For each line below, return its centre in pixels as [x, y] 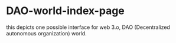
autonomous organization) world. [46, 33]
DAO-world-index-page [66, 11]
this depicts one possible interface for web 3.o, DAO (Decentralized [88, 27]
